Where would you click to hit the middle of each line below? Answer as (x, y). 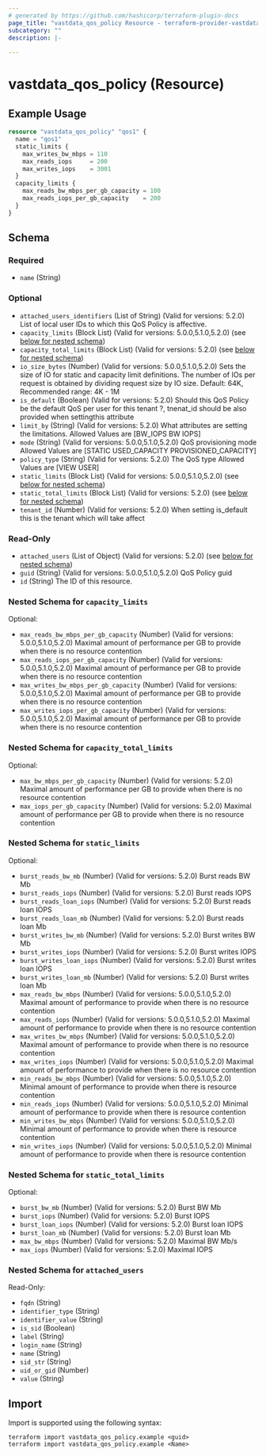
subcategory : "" (35, 30)
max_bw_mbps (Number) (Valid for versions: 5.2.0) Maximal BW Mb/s (128, 1241)
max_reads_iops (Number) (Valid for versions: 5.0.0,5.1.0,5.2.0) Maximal (135, 1019)
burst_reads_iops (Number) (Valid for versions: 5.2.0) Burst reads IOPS (135, 892)
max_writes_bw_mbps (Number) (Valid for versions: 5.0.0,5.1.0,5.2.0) (127, 1036)
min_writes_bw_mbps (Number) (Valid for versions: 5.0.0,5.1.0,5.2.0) (127, 1120)
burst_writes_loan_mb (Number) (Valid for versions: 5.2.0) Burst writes (134, 976)
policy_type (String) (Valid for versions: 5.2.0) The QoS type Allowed (132, 459)
